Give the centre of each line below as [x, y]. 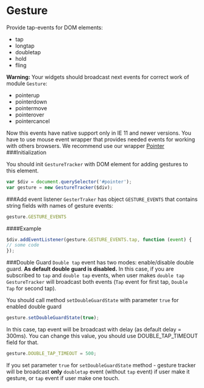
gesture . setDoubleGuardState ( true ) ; [53, 318]
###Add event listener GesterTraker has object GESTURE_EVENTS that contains [102, 199]
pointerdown [31, 102]
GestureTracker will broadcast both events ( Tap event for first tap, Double [97, 282]
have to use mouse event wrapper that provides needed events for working [101, 139]
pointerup [27, 95]
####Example [24, 228]
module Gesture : [27, 83]
